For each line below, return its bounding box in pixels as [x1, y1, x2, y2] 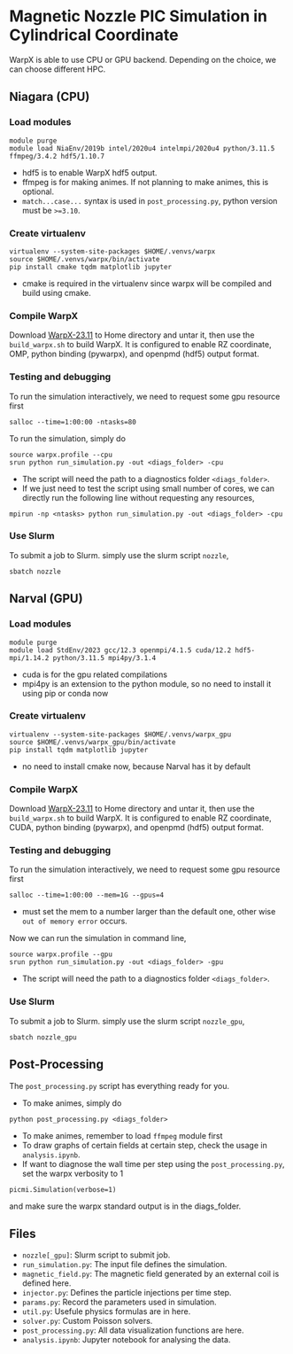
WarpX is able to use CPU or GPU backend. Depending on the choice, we [9, 54, 277, 65]
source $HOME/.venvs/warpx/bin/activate [9, 254, 161, 263]
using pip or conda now [21, 688, 109, 698]
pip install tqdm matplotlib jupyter [9, 745, 149, 754]
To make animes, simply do [21, 1097, 122, 1109]
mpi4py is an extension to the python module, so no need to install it [21, 678, 272, 689]
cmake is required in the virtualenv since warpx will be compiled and [21, 277, 273, 289]
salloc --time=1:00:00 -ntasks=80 [9, 417, 137, 426]
